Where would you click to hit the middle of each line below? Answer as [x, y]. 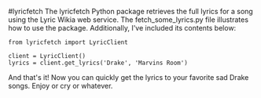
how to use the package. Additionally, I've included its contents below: [122, 28]
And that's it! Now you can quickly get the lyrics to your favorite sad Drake [129, 77]
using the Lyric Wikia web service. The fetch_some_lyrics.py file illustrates [129, 20]
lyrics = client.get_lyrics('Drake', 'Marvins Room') [98, 63]
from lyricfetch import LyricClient [68, 42]
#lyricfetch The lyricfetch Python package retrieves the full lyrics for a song [130, 11]
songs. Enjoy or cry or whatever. [61, 86]
